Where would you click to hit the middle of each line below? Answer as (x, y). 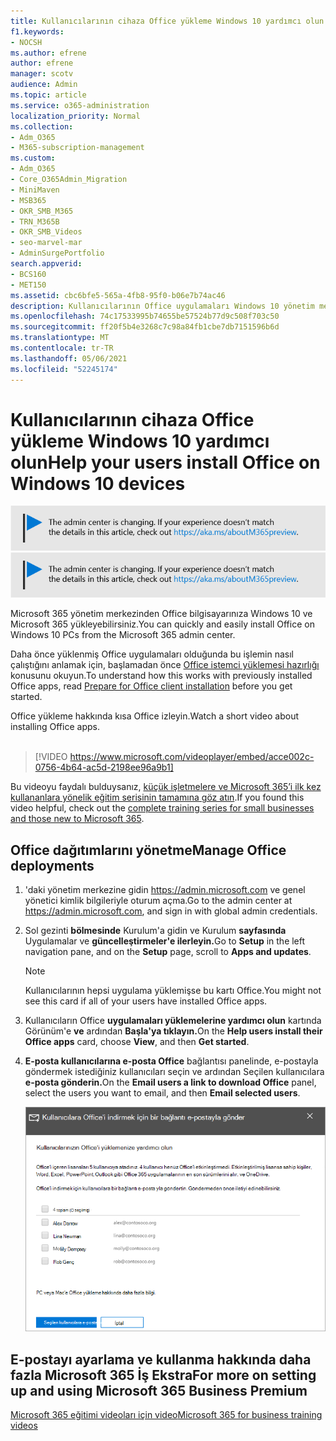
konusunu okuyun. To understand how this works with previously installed (161, 676)
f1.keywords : (37, 31)
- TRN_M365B (35, 221)
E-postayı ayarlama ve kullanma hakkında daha (161, 1359)
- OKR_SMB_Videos (46, 232)
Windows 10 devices (98, 483)
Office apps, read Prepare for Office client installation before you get (151, 686)
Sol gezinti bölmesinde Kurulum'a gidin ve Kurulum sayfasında (155, 931)
